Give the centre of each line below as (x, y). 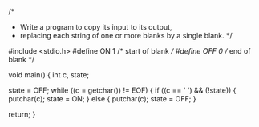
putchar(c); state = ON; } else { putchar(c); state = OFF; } (102, 99)
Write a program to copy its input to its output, (96, 27)
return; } (22, 114)
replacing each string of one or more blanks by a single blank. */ (126, 36)
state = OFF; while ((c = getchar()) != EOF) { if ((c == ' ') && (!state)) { (122, 90)
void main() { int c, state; (49, 75)
